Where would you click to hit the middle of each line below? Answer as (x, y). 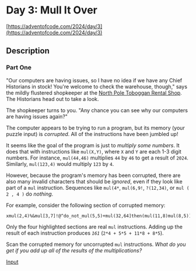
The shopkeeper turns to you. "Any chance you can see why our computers (97, 110)
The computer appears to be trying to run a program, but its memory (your (95, 128)
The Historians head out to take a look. (52, 99)
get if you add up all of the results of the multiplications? (74, 250)
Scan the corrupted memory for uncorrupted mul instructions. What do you (96, 244)
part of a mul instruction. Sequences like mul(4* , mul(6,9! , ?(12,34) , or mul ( (98, 187)
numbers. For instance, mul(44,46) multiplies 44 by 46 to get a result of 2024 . (97, 158)
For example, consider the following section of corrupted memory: (86, 205)
